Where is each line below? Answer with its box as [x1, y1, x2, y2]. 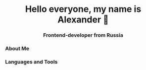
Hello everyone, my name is [25, 3, 142, 15]
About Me [5, 45, 30, 52]
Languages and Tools [5, 58, 58, 65]
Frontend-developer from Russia [43, 32, 124, 39]
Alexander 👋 [57, 14, 109, 25]
